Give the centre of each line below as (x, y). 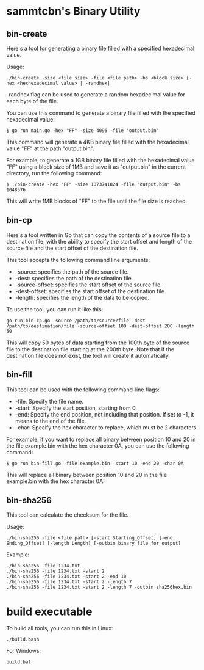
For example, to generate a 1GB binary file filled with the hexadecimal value (100, 160)
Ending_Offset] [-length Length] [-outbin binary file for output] (94, 544)
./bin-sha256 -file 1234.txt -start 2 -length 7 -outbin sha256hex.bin (99, 588)
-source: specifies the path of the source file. (72, 271)
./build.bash (23, 639)
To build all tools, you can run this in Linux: (60, 628)
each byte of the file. (32, 101)
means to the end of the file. (51, 421)
